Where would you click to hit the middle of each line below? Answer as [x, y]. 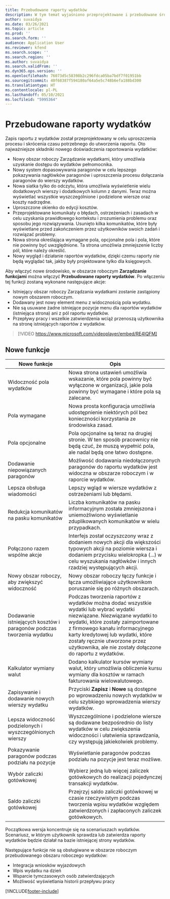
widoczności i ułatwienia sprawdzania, [114, 735]
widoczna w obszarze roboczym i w [111, 473]
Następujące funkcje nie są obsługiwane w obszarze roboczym [71, 850]
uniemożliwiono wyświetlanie [103, 515]
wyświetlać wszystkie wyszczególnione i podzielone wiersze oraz [81, 197]
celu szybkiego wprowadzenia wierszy [114, 702]
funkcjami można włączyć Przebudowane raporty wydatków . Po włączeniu [85, 277]
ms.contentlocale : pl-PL [31, 90]
